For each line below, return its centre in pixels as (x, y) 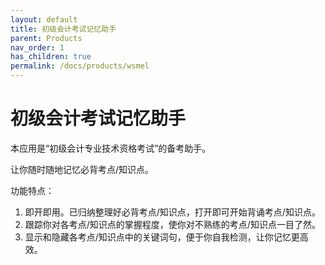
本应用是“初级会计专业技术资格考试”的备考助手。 (111, 148)
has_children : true (51, 57)
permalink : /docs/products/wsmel (80, 66)
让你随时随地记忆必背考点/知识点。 (82, 169)
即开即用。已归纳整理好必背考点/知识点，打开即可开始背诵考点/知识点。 (172, 212)
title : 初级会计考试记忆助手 (63, 29)
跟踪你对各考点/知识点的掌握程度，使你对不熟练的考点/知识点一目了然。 (172, 224)
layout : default (44, 19)
